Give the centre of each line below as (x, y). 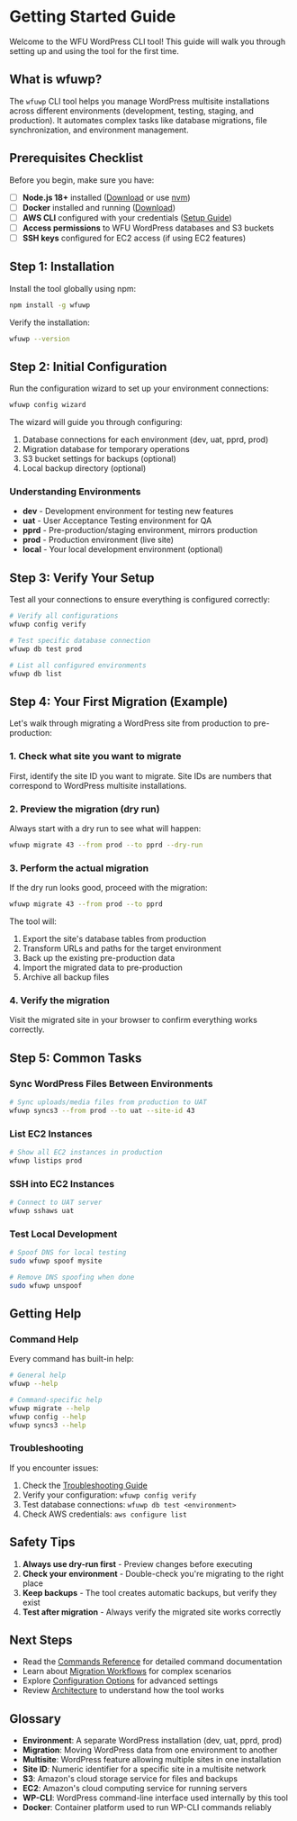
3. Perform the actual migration (79, 868)
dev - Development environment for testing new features (128, 512)
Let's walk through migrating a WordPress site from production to (130, 723)
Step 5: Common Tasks (76, 1058)
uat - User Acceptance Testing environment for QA (117, 521)
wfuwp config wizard (48, 405)
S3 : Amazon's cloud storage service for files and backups (130, 1779)
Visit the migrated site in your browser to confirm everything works (134, 1020)
